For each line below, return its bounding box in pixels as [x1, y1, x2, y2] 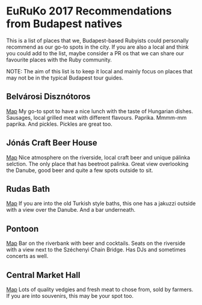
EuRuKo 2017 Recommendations [6, 4, 173, 18]
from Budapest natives [6, 17, 123, 31]
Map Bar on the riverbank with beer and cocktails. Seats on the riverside [6, 239, 186, 247]
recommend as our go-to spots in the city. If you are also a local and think [6, 43, 189, 51]
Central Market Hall [6, 270, 81, 280]
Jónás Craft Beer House [6, 138, 97, 148]
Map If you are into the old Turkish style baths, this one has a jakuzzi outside [6, 200, 196, 207]
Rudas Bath [6, 183, 50, 194]
